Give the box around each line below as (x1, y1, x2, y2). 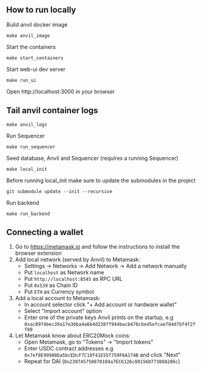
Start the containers (6, 43, 56, 50)
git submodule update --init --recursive (6, 188, 113, 194)
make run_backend (6, 211, 50, 217)
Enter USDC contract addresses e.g (24, 345, 113, 352)
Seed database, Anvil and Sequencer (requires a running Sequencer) (6, 154, 179, 162)
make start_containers (6, 54, 64, 61)
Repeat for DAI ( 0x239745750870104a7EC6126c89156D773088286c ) (24, 358, 181, 365)
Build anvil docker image (6, 21, 68, 28)
